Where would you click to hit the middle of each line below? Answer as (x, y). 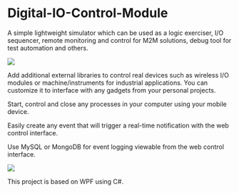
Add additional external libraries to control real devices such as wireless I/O (118, 75)
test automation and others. (48, 48)
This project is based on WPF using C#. (65, 181)
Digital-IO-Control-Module (88, 13)
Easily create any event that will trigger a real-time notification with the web (118, 125)
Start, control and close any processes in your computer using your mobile (117, 104)
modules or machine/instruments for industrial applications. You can (108, 83)
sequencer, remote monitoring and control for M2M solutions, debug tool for (119, 40)
